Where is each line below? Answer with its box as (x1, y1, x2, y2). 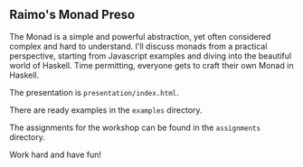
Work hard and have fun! (9, 149, 102, 160)
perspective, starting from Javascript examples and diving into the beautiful (9, 50, 292, 61)
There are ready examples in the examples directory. (9, 104, 203, 116)
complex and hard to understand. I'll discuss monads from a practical (9, 41, 268, 51)
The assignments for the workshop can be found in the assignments (9, 122, 260, 133)
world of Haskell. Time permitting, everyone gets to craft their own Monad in (9, 60, 294, 70)
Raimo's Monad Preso (9, 7, 136, 23)
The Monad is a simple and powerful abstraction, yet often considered (9, 31, 271, 42)
